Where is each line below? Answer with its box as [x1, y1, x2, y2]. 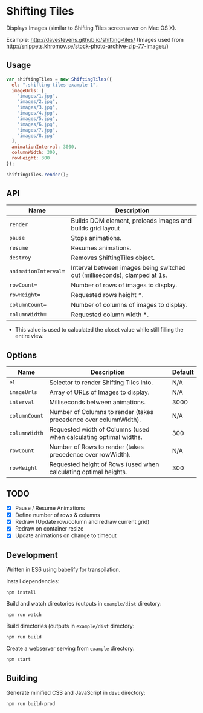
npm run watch [6, 612, 42, 618]
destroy [9, 255, 31, 261]
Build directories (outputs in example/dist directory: [6, 623, 135, 630]
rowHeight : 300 [11, 155, 50, 161]
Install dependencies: [6, 578, 60, 585]
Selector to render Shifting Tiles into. [49, 378, 153, 387]
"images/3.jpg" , [17, 104, 59, 110]
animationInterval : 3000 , [11, 144, 77, 150]
